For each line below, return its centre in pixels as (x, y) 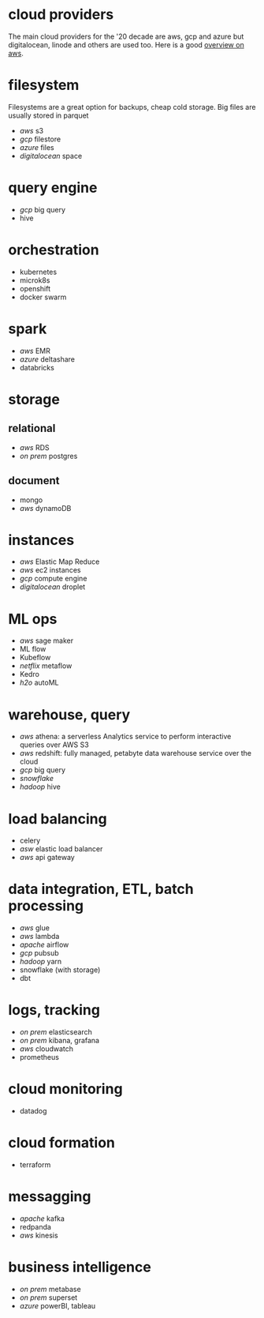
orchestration (54, 250)
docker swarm (43, 297)
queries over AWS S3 (54, 745)
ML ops (33, 619)
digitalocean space (51, 156)
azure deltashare (47, 359)
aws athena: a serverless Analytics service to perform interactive (125, 737)
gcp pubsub (39, 953)
